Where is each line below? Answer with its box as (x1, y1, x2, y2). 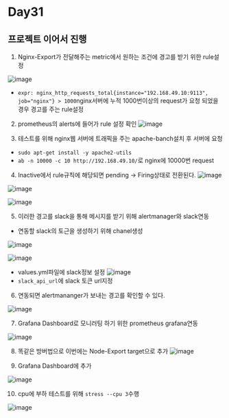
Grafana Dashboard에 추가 (17, 362, 92, 370)
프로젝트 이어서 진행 (8, 33, 87, 45)
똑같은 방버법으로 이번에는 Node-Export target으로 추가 (17, 347, 169, 355)
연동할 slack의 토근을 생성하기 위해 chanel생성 (17, 227, 143, 234)
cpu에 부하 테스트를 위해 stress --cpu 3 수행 (17, 390, 140, 397)
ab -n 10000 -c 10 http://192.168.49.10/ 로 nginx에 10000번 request (17, 156, 215, 164)
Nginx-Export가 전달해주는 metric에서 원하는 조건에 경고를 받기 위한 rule (17, 53, 215, 60)
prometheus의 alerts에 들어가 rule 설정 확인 (17, 120, 137, 128)
